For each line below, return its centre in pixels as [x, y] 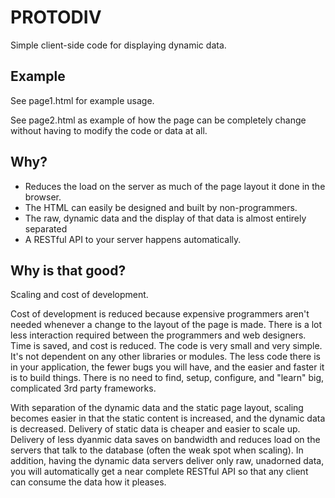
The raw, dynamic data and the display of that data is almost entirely [165, 218]
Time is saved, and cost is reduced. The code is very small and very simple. [166, 346]
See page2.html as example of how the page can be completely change [158, 120]
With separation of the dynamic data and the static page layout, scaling [157, 408]
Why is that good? [68, 270]
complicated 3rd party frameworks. [83, 388]
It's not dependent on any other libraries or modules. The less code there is [165, 357]
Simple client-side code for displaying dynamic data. [118, 45]
